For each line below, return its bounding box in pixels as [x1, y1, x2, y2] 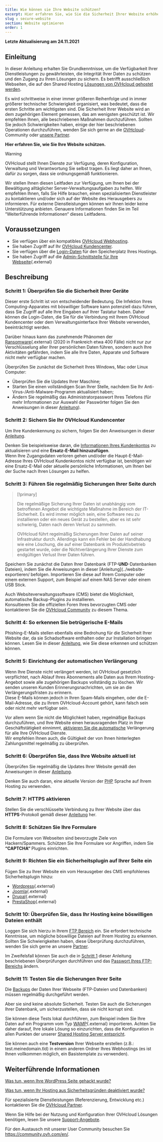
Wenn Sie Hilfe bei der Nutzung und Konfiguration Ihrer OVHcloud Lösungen [5, 1111, 158, 1118]
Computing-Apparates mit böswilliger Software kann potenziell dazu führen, [5, 304, 157, 310]
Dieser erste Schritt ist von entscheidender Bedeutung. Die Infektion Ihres [5, 299, 152, 304]
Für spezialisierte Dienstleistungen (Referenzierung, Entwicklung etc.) [5, 1097, 145, 1103]
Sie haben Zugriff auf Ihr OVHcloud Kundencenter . [12, 243, 113, 249]
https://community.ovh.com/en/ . [5, 1131, 69, 1137]
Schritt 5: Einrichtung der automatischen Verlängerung [5, 658, 138, 665]
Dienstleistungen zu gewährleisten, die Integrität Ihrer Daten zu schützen [5, 71, 151, 76]
